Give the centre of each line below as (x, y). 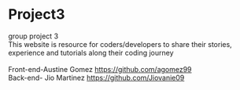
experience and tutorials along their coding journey (91, 52)
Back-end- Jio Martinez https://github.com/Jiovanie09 (96, 77)
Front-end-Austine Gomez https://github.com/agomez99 (100, 69)
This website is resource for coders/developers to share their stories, (120, 44)
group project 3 (33, 36)
